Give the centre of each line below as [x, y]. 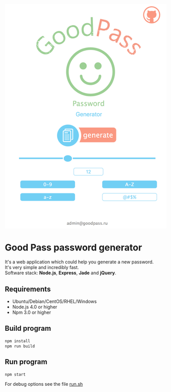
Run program [26, 362]
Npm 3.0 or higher [32, 312]
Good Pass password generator [73, 248]
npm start [15, 375]
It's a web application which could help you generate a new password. [79, 262]
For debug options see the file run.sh [44, 384]
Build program [28, 328]
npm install [17, 341]
